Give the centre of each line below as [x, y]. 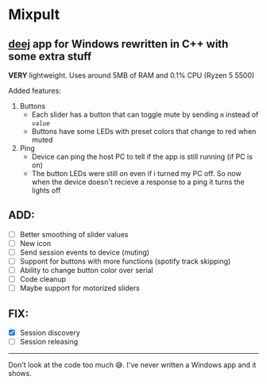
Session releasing [49, 342]
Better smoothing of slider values [74, 234]
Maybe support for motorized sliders [80, 288]
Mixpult [34, 15]
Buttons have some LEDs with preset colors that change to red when [144, 131]
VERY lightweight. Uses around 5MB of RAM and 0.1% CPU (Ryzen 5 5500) [132, 75]
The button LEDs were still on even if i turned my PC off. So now [136, 173]
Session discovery [50, 333]
